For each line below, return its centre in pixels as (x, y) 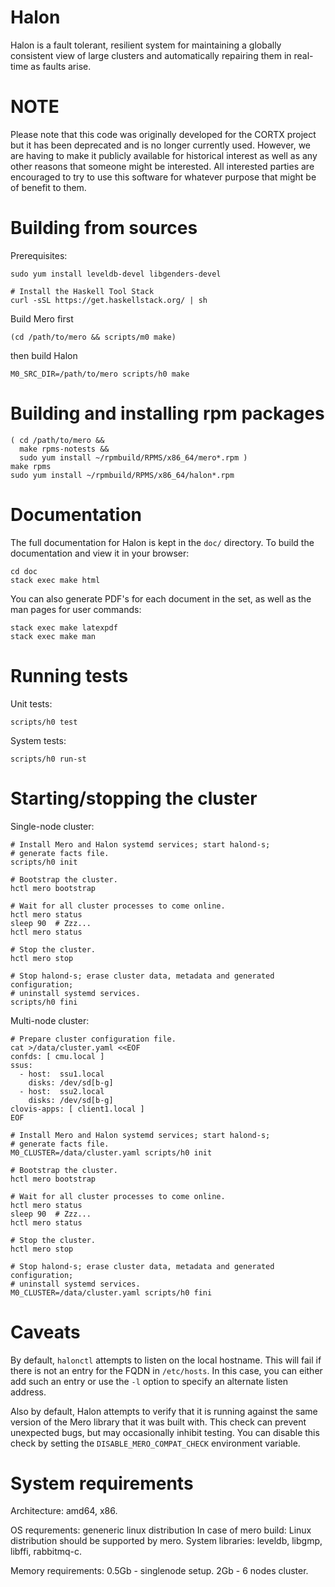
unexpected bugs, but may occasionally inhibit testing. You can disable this (165, 1432)
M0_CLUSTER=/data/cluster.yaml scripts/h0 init (111, 1152)
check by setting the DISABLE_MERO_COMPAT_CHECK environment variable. (155, 1443)
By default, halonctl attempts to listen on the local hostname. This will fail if (166, 1360)
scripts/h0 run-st (48, 759)
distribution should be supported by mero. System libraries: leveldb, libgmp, (166, 1541)
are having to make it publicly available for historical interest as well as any (164, 155)
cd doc (24, 571)
